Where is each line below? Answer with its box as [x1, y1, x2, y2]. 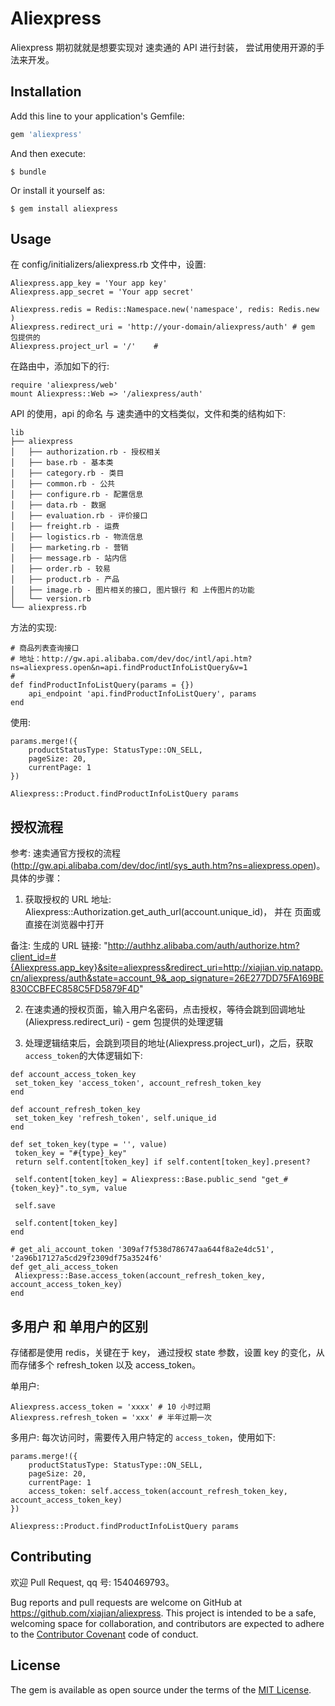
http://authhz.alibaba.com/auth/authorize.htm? [107, 940, 300, 952]
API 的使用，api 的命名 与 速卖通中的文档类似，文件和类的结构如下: [10, 408, 286, 420]
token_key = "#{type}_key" [14, 1148, 128, 1159]
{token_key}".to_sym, [10, 1183, 101, 1194]
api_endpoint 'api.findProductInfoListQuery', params [28, 689, 257, 699]
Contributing [10, 1548, 92, 1566]
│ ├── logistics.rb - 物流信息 [10, 532, 144, 542]
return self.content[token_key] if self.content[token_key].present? [14, 1157, 311, 1167]
